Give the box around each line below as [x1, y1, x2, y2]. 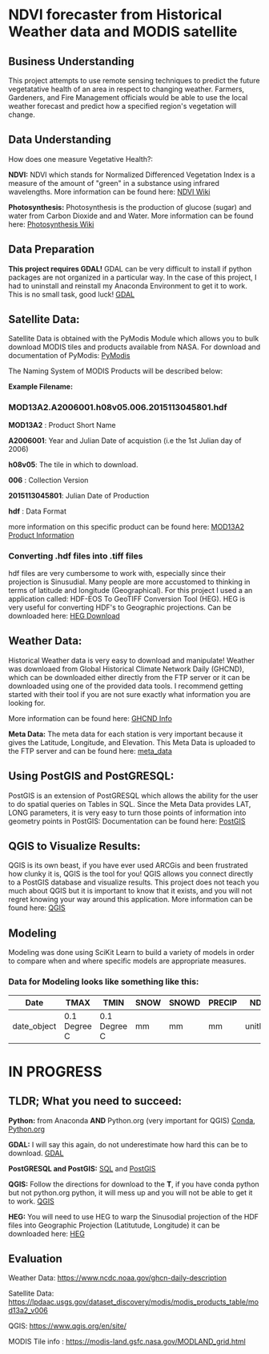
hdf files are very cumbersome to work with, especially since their [8, 569, 227, 578]
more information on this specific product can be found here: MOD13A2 [8, 522, 245, 531]
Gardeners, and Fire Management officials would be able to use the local [8, 93, 248, 102]
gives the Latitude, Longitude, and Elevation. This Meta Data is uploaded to [8, 737, 256, 747]
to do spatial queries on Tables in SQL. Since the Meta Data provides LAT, [8, 799, 251, 808]
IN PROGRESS [8, 1062, 102, 1081]
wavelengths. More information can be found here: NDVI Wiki [8, 187, 211, 196]
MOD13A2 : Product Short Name [8, 420, 116, 429]
